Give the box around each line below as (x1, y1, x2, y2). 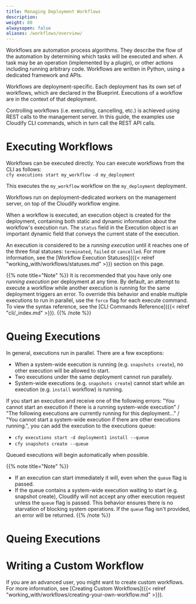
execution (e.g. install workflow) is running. (14, 386, 123, 393)
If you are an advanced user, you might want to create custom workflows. (6, 579, 184, 586)
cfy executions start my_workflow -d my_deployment (6, 172, 135, 178)
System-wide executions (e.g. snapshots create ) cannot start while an (14, 380, 185, 386)
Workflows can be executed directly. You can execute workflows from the (6, 160, 185, 167)
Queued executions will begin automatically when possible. (6, 452, 150, 458)
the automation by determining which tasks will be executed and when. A (6, 53, 183, 60)
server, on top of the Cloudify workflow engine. (6, 200, 120, 207)
